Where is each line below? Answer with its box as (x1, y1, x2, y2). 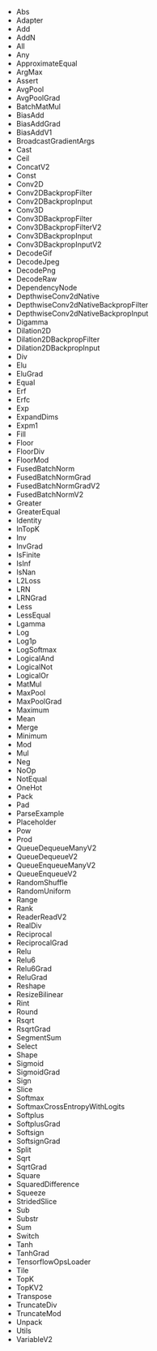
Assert (15, 76, 39, 85)
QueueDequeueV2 (15, 852, 78, 861)
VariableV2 (15, 1335, 53, 1344)
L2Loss (15, 576, 41, 585)
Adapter (15, 15, 44, 25)
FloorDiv (15, 446, 45, 456)
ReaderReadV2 (15, 912, 67, 922)
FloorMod (15, 455, 49, 465)
